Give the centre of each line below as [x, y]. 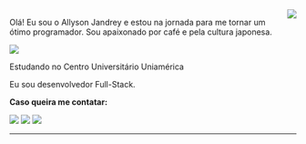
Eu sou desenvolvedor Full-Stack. [72, 84]
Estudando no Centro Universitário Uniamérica [97, 67]
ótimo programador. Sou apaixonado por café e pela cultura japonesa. [141, 32]
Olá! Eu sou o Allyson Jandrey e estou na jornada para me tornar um [138, 22]
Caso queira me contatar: [58, 102]
